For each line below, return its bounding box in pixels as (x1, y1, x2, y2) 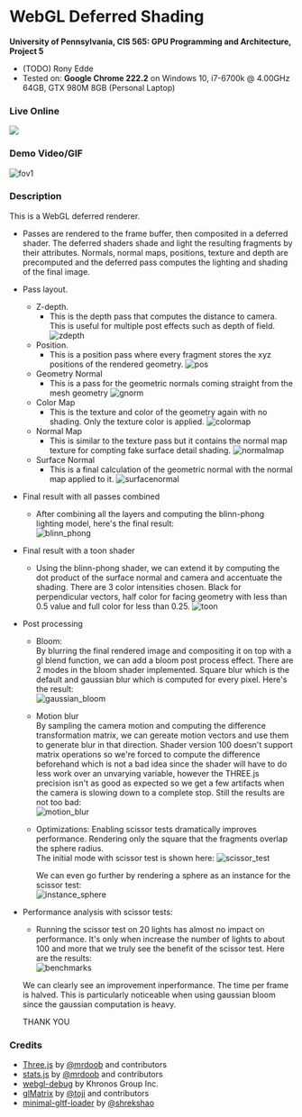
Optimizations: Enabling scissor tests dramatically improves (35, 823, 257, 834)
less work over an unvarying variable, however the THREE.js (35, 767, 260, 778)
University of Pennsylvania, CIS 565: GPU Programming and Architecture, (9, 36, 291, 47)
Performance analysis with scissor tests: (22, 906, 173, 917)
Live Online (9, 104, 60, 117)
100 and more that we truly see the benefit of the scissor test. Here (35, 943, 286, 954)
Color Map (35, 396, 76, 407)
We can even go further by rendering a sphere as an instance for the (35, 869, 291, 880)
